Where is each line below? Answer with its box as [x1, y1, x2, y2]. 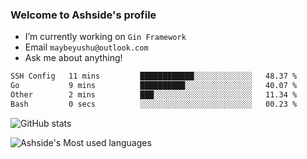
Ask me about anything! [24, 52, 123, 64]
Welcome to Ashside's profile [10, 8, 157, 22]
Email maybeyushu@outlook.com [24, 41, 149, 53]
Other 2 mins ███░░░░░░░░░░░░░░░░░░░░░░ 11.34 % [10, 90, 298, 100]
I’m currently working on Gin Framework [24, 31, 187, 43]
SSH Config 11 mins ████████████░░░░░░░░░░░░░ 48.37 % [10, 71, 298, 82]
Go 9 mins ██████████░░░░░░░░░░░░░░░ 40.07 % [10, 81, 298, 91]
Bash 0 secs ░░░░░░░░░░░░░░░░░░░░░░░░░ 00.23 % [10, 99, 298, 109]
